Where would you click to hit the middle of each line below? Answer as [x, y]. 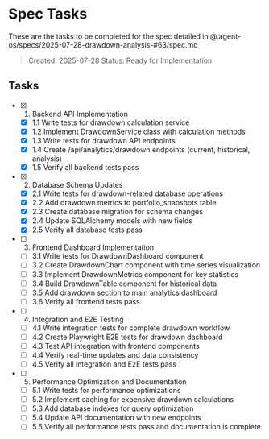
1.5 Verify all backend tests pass [85, 167]
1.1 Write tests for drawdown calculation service [111, 122]
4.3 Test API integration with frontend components [116, 346]
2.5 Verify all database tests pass [87, 230]
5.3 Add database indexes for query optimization [113, 408]
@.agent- [226, 36]
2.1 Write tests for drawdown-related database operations [128, 193]
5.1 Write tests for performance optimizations [106, 391]
